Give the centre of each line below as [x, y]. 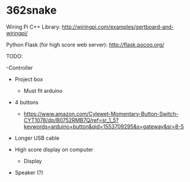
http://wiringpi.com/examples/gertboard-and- [118, 27]
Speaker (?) [29, 172]
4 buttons [26, 102]
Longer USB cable [37, 138]
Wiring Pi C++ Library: [34, 27]
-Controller [20, 68]
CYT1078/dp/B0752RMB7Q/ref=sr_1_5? [71, 120]
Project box [29, 79]
